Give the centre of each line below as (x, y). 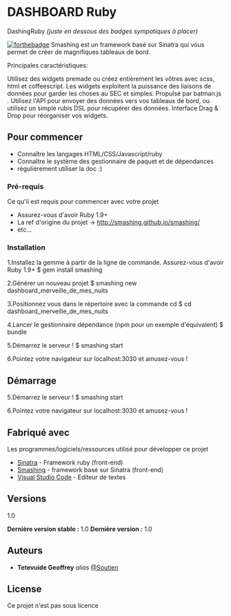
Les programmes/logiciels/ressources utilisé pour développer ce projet (108, 449)
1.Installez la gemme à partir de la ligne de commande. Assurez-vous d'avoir (115, 263)
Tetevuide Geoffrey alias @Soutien (68, 567)
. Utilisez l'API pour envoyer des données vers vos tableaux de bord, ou (109, 100)
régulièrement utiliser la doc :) (60, 168)
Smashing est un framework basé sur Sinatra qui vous (128, 44)
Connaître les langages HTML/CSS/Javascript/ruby (90, 153)
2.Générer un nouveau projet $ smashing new (72, 283)
